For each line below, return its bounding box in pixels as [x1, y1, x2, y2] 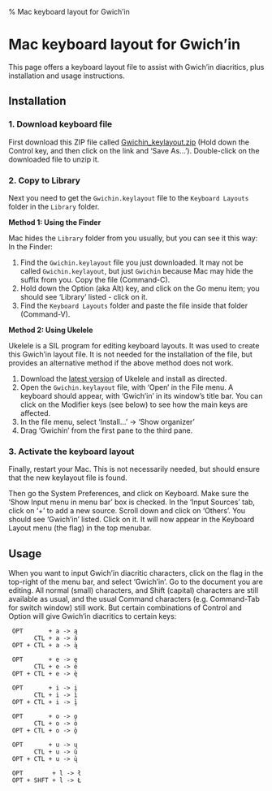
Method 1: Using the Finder [8, 217, 101, 227]
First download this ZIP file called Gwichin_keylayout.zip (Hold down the [8, 137, 250, 147]
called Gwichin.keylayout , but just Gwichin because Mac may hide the [19, 266, 253, 275]
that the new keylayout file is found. [8, 473, 127, 482]
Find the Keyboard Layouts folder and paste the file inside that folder [19, 300, 248, 310]
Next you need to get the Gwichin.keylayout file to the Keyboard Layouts [8, 192, 249, 202]
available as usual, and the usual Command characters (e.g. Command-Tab [8, 594, 260, 604]
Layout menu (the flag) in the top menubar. [8, 523, 152, 533]
